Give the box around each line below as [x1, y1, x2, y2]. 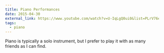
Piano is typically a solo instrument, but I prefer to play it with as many [5, 38, 146, 44]
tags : [5, 20, 16, 26]
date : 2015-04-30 [5, 12, 41, 16]
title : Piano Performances [5, 7, 60, 12]
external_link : [5, 16, 36, 21]
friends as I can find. [5, 43, 46, 49]
